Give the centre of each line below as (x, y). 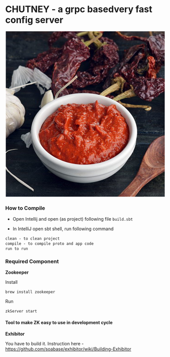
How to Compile (25, 208)
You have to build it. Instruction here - (45, 343)
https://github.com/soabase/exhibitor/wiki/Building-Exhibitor (68, 349)
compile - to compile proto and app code (50, 244)
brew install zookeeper (30, 292)
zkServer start (21, 312)
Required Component (32, 262)
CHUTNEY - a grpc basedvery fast (79, 9)
